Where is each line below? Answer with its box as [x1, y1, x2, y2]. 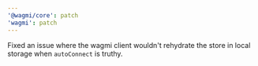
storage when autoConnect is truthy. [7, 49, 123, 58]
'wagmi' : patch [7, 19, 58, 27]
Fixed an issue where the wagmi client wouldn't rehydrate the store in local [7, 40, 251, 49]
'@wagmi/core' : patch [7, 11, 79, 20]
